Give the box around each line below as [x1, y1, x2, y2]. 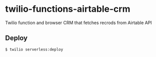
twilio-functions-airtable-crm [5, 3, 131, 15]
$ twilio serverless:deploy [5, 47, 64, 52]
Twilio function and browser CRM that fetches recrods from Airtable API [5, 20, 153, 26]
